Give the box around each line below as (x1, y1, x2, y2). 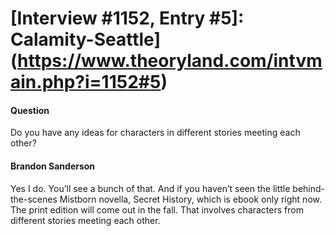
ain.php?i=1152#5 (10, 71, 162, 94)
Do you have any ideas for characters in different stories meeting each (10, 127, 301, 139)
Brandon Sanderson (10, 160, 96, 172)
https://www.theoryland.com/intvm (17, 50, 323, 72)
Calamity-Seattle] (10, 28, 161, 51)
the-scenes (10, 193, 58, 205)
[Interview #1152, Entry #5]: (10, 7, 245, 30)
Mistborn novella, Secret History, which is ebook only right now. (59, 193, 322, 205)
